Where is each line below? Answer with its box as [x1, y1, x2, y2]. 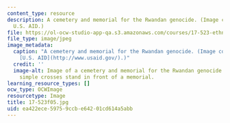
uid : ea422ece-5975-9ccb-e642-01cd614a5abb [7, 105, 133, 112]
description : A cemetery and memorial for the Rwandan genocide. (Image [7, 16, 219, 23]
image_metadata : [7, 42, 53, 49]
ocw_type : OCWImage [7, 86, 63, 93]
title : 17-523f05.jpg [7, 99, 69, 106]
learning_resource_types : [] [7, 80, 90, 87]
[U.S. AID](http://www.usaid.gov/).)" [19, 55, 130, 61]
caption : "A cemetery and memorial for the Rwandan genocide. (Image [13, 49, 216, 55]
